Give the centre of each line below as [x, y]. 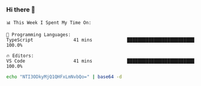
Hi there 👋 [21, 10]
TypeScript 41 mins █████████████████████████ [100, 40]
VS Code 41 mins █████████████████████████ [100, 61]
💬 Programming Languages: [38, 35]
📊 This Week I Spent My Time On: [49, 23]
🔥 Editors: [20, 56]
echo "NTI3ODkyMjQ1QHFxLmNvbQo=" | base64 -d [64, 77]
